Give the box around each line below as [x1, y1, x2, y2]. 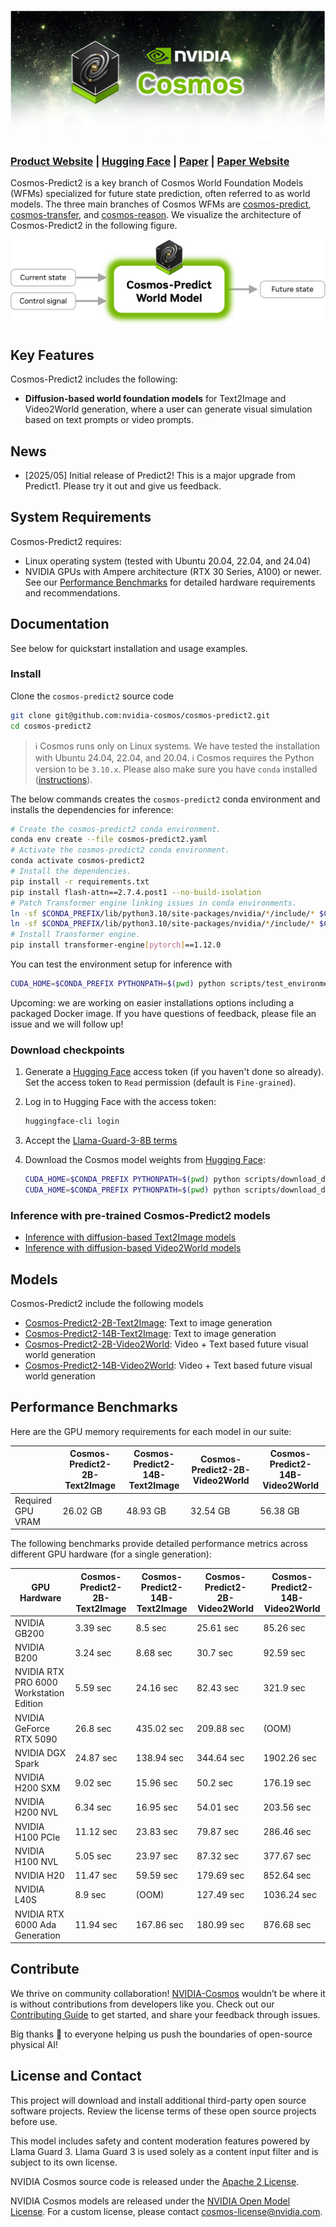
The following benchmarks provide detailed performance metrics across [10, 1538, 308, 1550]
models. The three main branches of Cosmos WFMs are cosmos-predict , [10, 198, 312, 210]
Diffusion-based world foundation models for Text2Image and [24, 393, 287, 405]
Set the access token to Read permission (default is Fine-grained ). [24, 1076, 297, 1089]
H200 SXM [14, 1782, 61, 1794]
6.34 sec [74, 1801, 112, 1813]
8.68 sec [135, 1646, 173, 1659]
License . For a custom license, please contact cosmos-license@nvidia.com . [10, 2205, 323, 2217]
